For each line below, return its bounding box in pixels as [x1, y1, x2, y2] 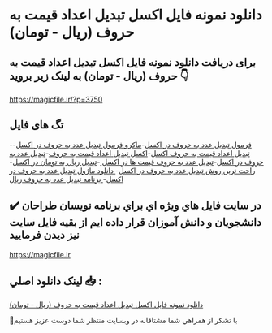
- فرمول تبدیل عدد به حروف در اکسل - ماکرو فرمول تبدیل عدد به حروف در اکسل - [9, 140, 253, 149]
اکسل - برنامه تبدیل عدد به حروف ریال [9, 174, 124, 184]
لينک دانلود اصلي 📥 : [9, 275, 102, 288]
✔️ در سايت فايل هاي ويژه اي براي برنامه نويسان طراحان [9, 199, 262, 213]
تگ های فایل [9, 118, 64, 132]
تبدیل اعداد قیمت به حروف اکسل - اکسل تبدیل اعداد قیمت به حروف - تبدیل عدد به [9, 148, 250, 158]
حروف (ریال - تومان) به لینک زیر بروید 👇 [9, 69, 189, 83]
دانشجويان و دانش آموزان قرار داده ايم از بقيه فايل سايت [9, 215, 262, 229]
